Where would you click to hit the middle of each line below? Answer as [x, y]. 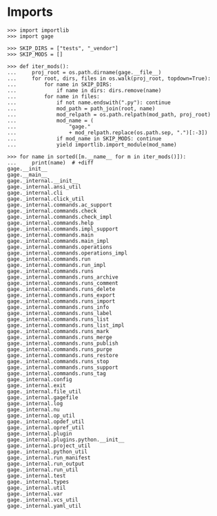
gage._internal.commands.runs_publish [63, 343]
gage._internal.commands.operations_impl [68, 253]
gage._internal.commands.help [51, 223]
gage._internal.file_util [44, 391]
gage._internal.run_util [43, 470]
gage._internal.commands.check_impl [60, 217]
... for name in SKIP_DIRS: [60, 84]
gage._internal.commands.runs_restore [63, 355]
